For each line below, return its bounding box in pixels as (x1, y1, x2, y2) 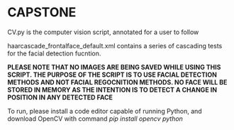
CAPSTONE (7, 4, 77, 21)
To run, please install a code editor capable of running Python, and (7, 107, 202, 115)
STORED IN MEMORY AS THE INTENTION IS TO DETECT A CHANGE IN (7, 85, 218, 94)
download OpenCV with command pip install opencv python (7, 114, 183, 123)
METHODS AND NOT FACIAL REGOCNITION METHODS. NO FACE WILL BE (7, 77, 228, 86)
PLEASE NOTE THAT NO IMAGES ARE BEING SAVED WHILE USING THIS (7, 63, 221, 71)
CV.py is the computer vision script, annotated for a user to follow (7, 28, 199, 36)
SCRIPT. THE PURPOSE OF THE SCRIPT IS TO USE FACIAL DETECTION (7, 70, 218, 79)
